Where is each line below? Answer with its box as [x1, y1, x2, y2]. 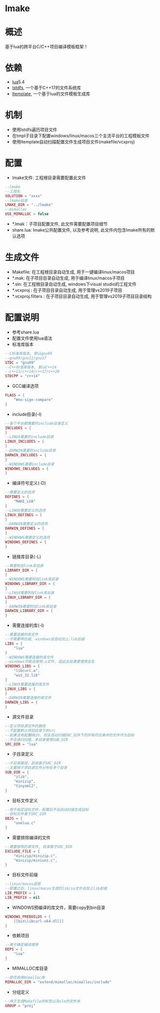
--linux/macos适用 [5, 882, 41, 886]
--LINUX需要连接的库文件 [5, 682, 49, 687]
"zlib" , [14, 775, 29, 779]
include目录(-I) [12, 411, 42, 417]
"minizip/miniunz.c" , [14, 858, 57, 863]
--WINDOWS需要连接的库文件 [5, 655, 54, 660]
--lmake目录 [5, 198, 28, 203]
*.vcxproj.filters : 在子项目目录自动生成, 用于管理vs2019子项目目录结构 [12, 293, 152, 299]
